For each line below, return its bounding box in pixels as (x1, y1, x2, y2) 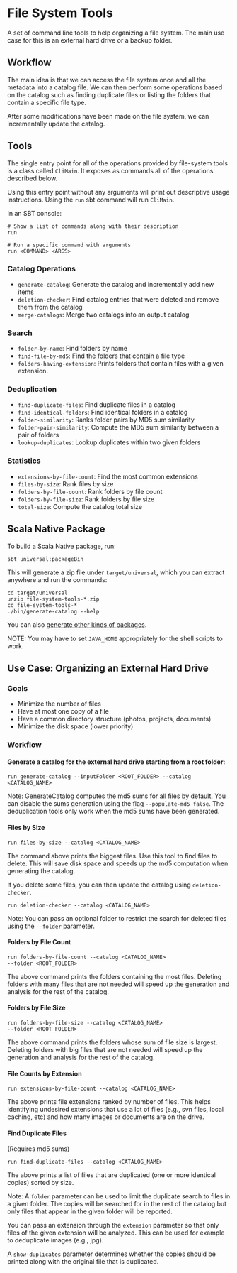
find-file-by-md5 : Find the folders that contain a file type (17, 351, 185, 360)
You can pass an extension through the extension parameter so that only (7, 1221, 219, 1230)
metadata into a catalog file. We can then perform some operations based (7, 83, 223, 92)
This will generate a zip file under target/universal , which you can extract (7, 568, 225, 577)
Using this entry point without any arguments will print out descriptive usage (7, 187, 230, 196)
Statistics (7, 456, 41, 466)
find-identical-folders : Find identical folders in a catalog (17, 408, 188, 417)
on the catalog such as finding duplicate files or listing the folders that (7, 90, 211, 99)
